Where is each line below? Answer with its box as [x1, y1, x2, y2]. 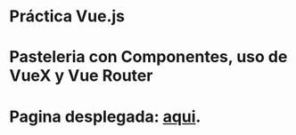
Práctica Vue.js [9, 6, 126, 27]
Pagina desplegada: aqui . [9, 107, 201, 126]
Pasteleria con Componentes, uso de [9, 47, 288, 67]
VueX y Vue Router [9, 66, 153, 86]
